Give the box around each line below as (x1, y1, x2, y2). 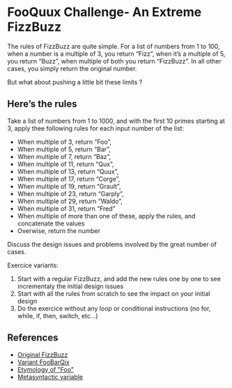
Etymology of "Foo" (17, 365, 75, 373)
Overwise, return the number (17, 226, 101, 234)
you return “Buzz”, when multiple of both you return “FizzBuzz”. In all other (7, 57, 222, 65)
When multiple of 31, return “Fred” (17, 204, 116, 213)
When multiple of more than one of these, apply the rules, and (17, 211, 196, 220)
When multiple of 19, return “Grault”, (17, 182, 121, 191)
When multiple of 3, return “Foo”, (17, 137, 112, 146)
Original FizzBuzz (17, 350, 68, 359)
